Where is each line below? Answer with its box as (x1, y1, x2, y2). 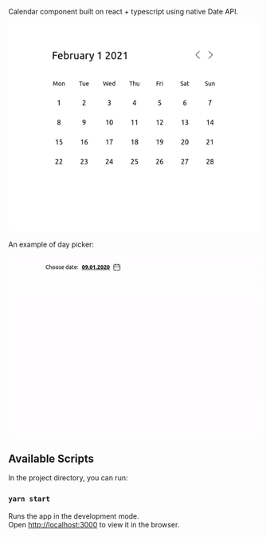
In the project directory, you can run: (8, 473, 128, 483)
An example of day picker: (8, 239, 94, 249)
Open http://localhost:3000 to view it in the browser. (8, 519, 180, 529)
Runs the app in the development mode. (8, 511, 139, 521)
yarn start (8, 495, 50, 503)
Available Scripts (8, 452, 94, 465)
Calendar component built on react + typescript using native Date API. (8, 7, 239, 16)
